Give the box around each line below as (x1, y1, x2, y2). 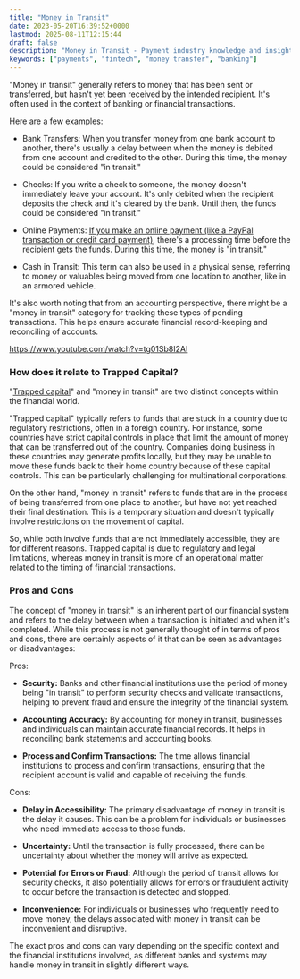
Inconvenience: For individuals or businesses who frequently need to (21, 904, 279, 915)
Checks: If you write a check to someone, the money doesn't (21, 179, 247, 189)
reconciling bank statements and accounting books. (21, 733, 213, 743)
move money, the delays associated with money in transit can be (21, 913, 261, 923)
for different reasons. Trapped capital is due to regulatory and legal (9, 543, 256, 554)
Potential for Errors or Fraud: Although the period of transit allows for (21, 867, 279, 878)
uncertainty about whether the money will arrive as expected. (21, 850, 249, 861)
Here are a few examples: (9, 116, 104, 126)
